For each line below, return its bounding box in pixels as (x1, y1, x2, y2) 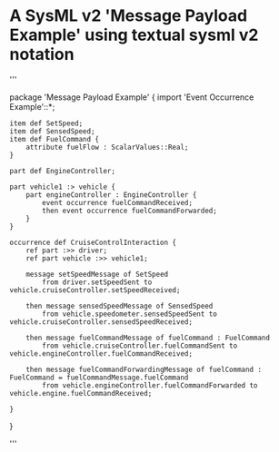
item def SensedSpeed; (9, 126, 95, 136)
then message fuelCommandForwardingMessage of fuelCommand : (25, 365, 262, 374)
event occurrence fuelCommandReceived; (42, 198, 194, 207)
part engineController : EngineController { (25, 190, 197, 200)
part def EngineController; (9, 166, 116, 175)
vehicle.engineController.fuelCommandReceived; (9, 349, 194, 359)
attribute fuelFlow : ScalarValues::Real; (25, 142, 189, 152)
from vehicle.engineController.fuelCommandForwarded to (42, 380, 258, 390)
